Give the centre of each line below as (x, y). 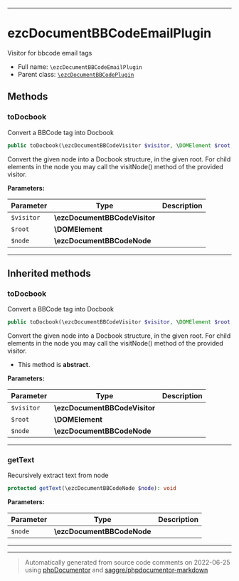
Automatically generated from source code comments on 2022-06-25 (127, 563)
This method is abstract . (54, 365)
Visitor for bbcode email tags (50, 53)
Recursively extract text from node (58, 475)
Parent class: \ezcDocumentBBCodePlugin (76, 74)
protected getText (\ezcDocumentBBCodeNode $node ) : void (92, 489)
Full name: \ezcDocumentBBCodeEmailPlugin (80, 66)
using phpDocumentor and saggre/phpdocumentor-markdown (116, 570)
